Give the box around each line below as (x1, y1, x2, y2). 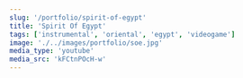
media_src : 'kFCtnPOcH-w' (9, 55, 106, 64)
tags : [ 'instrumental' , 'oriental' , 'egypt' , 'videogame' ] (9, 30, 236, 39)
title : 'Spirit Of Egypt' (9, 22, 106, 30)
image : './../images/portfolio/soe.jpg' (9, 38, 164, 48)
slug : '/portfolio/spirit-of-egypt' (9, 13, 147, 22)
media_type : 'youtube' (9, 47, 94, 56)
